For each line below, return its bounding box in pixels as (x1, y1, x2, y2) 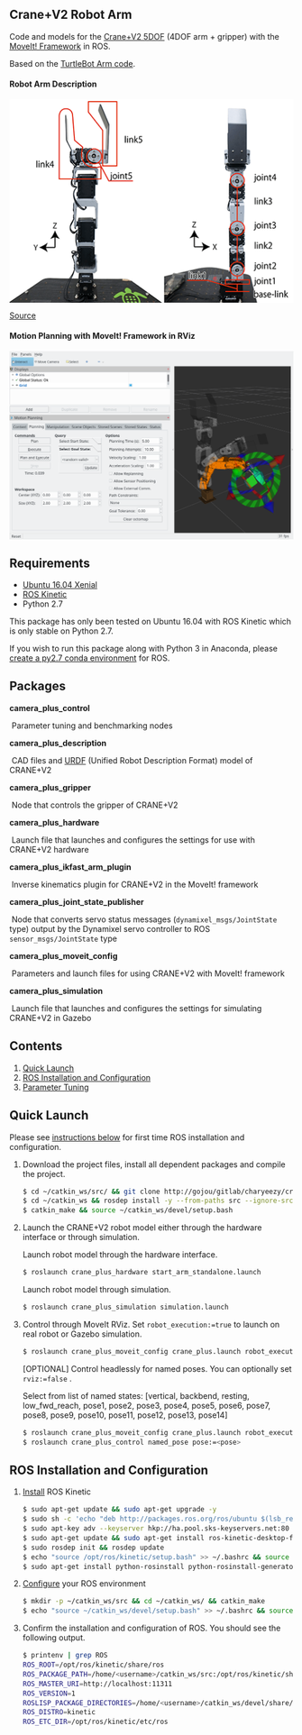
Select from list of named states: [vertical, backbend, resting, (22, 1390, 250, 1401)
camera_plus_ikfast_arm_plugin (9, 861, 132, 872)
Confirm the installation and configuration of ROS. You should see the (22, 1622, 281, 1634)
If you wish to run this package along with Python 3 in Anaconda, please (9, 644, 278, 654)
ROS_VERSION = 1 (22, 1689, 76, 1698)
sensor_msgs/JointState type (9, 933, 117, 944)
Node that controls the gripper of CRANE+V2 (11, 799, 178, 810)
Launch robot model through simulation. (22, 1284, 171, 1295)
